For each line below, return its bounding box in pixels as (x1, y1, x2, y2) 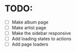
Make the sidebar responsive (11, 30, 71, 36)
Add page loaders (11, 41, 48, 47)
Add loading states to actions (11, 36, 72, 42)
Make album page (11, 19, 49, 25)
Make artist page (11, 25, 46, 30)
